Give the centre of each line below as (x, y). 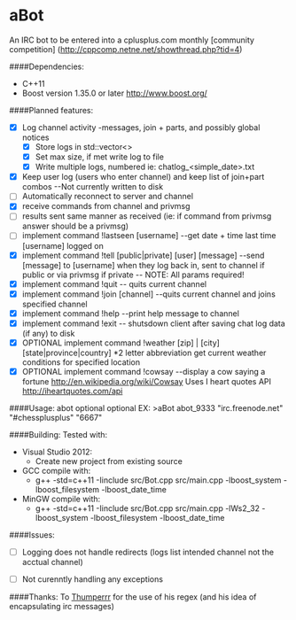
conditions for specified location (81, 362)
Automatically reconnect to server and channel (107, 197)
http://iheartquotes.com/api (72, 391)
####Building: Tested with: (58, 434)
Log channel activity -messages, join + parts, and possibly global (141, 127)
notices (35, 137)
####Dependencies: (47, 66)
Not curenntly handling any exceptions (93, 579)
